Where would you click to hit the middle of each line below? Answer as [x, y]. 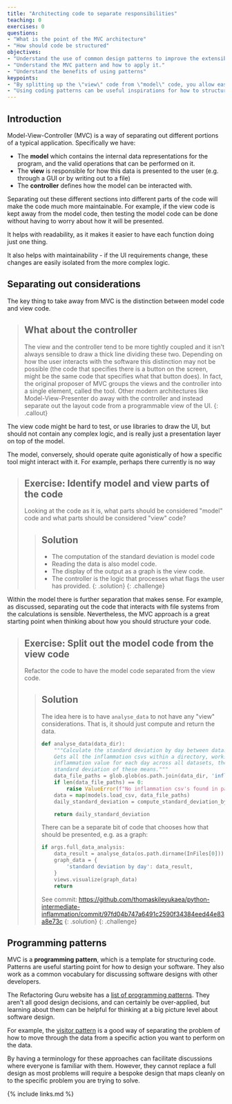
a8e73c [52, 921]
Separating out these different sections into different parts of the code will [113, 199]
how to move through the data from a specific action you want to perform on [116, 1038]
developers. [24, 982]
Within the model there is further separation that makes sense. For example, [115, 600]
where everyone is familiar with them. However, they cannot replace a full [112, 1066]
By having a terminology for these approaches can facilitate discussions [110, 1058]
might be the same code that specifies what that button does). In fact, [123, 376]
